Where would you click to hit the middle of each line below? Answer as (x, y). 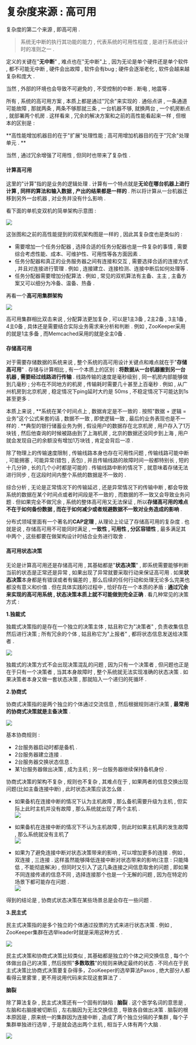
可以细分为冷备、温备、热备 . (60, 283)
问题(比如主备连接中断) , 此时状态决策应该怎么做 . (66, 789)
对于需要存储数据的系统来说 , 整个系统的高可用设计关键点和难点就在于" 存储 (97, 362)
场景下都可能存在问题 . (42, 882)
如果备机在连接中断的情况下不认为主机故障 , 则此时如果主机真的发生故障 (101, 827)
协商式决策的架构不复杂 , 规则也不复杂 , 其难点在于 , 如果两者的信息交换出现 (97, 781)
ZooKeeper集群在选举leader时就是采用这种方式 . (64, 932)
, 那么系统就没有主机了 (42, 834)
